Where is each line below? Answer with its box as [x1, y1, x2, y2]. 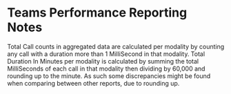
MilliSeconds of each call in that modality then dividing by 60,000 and [7, 64, 205, 73]
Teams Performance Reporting [7, 5, 188, 21]
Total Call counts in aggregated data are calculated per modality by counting [7, 42, 225, 50]
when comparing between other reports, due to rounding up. [7, 79, 180, 87]
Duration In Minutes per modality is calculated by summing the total [7, 57, 199, 65]
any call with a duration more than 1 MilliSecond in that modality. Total [7, 50, 205, 58]
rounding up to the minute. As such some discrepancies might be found [7, 71, 211, 80]
